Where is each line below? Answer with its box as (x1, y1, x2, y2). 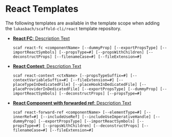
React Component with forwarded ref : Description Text (12, 100, 131, 106)
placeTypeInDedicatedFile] (12, 82, 71, 87)
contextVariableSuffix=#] (12, 77, 68, 82)
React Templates (5, 3, 79, 15)
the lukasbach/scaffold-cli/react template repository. (5, 25, 122, 31)
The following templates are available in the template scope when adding (5, 20, 160, 26)
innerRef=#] (12, 114, 39, 119)
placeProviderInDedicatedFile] (12, 86, 80, 92)
